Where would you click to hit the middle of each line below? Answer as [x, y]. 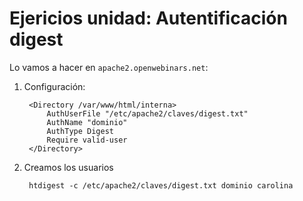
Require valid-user [87, 140]
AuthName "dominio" [87, 122]
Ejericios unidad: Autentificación [148, 18]
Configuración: [54, 86]
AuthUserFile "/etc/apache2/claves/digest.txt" [147, 113]
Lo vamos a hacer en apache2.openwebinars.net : [109, 67]
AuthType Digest [80, 131]
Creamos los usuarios [68, 167]
